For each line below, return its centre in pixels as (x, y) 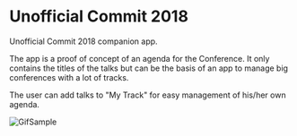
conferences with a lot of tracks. (69, 77)
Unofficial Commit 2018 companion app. (84, 41)
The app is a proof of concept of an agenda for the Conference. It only (140, 58)
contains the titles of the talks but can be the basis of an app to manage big (149, 68)
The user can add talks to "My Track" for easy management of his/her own (148, 95)
